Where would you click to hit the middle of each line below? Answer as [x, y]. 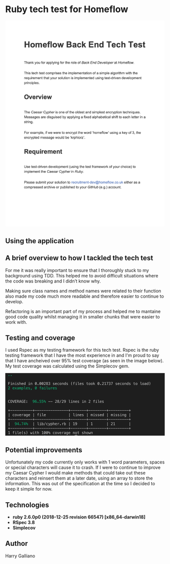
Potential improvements [44, 450]
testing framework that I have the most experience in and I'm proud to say [82, 355]
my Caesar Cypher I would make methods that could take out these [75, 473]
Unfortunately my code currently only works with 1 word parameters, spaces [85, 462]
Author [16, 544]
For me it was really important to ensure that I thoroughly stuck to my [77, 270]
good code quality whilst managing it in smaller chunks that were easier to [83, 316]
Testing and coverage [40, 338]
